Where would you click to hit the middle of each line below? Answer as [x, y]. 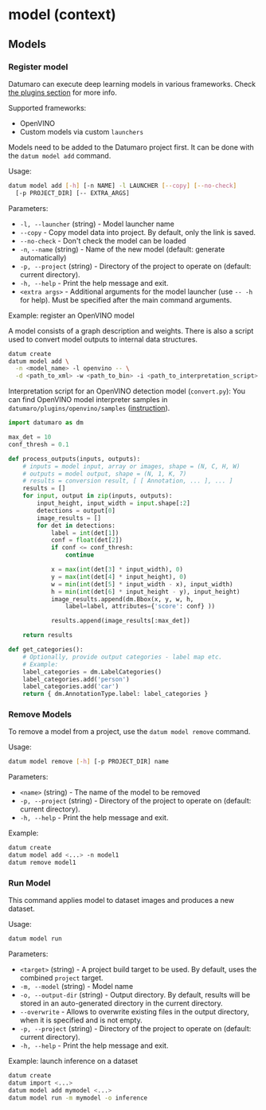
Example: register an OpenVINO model [72, 315]
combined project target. [61, 978]
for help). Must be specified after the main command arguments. [126, 299]
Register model [38, 67]
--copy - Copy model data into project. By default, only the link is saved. [138, 232]
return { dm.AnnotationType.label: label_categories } [115, 694]
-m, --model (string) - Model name [76, 987]
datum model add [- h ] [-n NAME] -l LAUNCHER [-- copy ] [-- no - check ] [123, 186]
